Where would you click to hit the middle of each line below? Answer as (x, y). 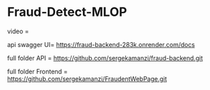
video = (18, 31)
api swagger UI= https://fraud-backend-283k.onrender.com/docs (101, 44)
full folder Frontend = (38, 71)
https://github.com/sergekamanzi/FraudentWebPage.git (87, 79)
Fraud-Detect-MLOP (67, 12)
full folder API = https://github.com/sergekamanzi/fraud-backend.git (105, 58)
